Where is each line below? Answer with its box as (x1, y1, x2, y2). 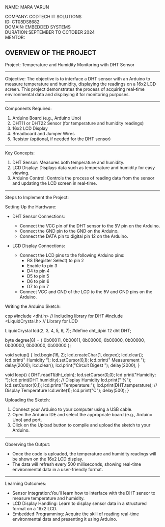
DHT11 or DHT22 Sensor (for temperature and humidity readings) (12, 120, 144, 126)
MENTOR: (5, 34, 25, 40)
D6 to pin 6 (27, 278, 50, 284)
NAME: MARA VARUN (5, 4, 49, 10)
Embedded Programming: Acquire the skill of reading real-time (12, 511, 139, 517)
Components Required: (5, 105, 52, 111)
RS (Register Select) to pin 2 (27, 257, 84, 263)
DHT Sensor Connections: (12, 213, 65, 219)
